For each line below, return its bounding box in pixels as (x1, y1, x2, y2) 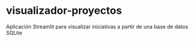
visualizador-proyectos (6, 4, 122, 17)
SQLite (6, 29, 22, 36)
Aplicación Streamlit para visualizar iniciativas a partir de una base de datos (6, 23, 189, 30)
